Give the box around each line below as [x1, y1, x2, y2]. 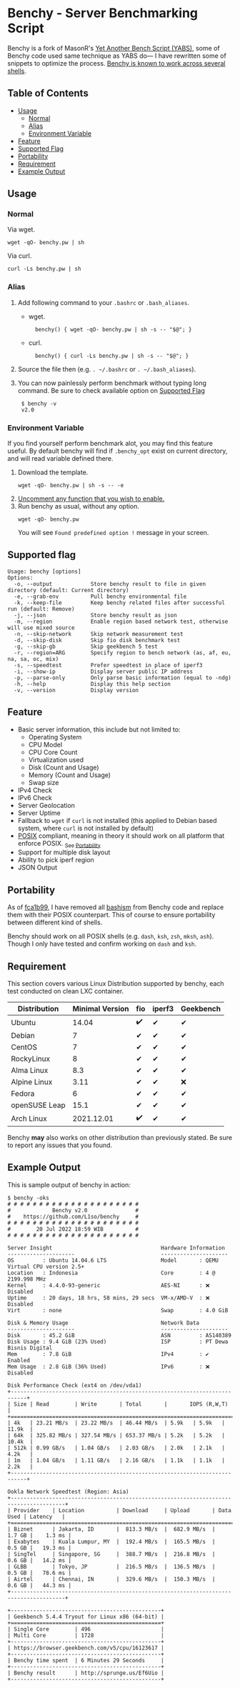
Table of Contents [7, 87, 89, 99]
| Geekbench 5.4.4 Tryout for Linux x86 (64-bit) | [7, 1613, 164, 1620]
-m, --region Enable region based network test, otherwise [14, 618, 229, 625]
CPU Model [28, 740, 63, 749]
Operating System [28, 732, 82, 741]
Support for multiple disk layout [17, 848, 111, 857]
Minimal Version [72, 1004, 129, 1014]
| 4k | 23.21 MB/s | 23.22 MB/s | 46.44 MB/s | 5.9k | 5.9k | [7, 1419, 225, 1427]
